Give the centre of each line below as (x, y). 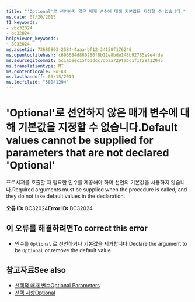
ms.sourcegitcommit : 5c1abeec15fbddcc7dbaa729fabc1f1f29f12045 (85, 60)
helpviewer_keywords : (32, 39)
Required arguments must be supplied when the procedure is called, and (100, 189)
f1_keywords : (22, 22)
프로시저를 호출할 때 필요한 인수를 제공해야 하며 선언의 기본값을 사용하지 (88, 182)
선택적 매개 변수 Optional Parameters (57, 285)
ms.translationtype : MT (35, 66)
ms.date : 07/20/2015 (31, 17)
